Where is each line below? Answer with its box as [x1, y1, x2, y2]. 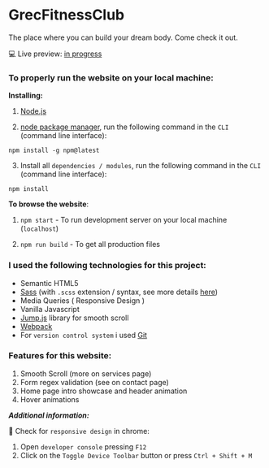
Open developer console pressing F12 [20, 441, 147, 452]
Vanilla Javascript [20, 304, 80, 314]
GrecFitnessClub [8, 6, 125, 24]
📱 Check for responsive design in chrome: [8, 426, 150, 435]
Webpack [20, 321, 53, 331]
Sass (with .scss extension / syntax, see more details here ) [20, 287, 218, 297]
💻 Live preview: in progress [8, 49, 102, 58]
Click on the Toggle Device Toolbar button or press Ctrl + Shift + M [20, 450, 253, 460]
